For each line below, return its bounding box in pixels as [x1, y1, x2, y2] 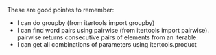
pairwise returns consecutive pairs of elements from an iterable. [16, 33, 199, 41]
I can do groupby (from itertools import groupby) [16, 19, 155, 26]
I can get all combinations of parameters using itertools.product [16, 41, 197, 48]
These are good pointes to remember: [7, 6, 115, 14]
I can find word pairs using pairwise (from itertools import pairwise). [16, 26, 210, 34]
